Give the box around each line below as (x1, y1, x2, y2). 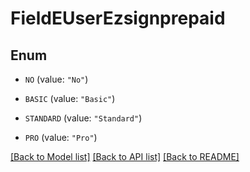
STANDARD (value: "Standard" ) (24, 112, 143, 124)
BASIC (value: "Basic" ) (24, 93, 116, 104)
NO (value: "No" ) (24, 73, 89, 85)
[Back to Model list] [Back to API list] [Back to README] (10, 151, 240, 162)
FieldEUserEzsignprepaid (10, 7, 226, 30)
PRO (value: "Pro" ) (24, 132, 98, 143)
